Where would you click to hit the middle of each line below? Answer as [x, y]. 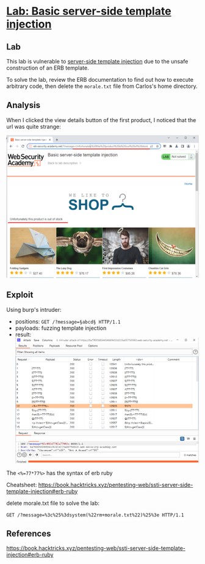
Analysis [23, 105]
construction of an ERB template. [48, 68]
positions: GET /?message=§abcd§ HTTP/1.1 [68, 321]
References [29, 534]
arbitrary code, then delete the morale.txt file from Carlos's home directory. [102, 86]
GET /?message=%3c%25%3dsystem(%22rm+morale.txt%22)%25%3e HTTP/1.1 [95, 515]
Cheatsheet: [22, 485]
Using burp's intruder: [34, 309]
